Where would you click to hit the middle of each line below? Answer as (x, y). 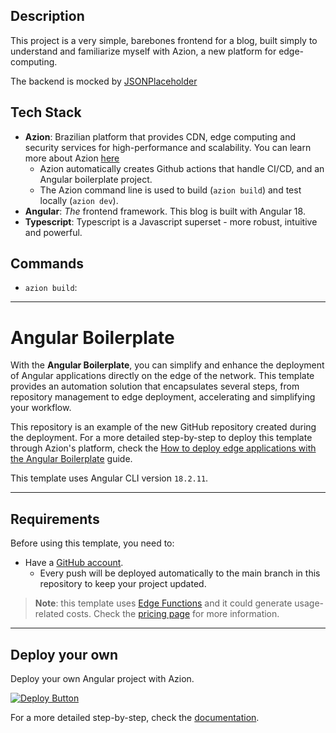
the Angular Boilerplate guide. (71, 459)
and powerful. (53, 232)
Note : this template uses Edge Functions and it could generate (163, 603)
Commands (47, 264)
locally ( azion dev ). (79, 200)
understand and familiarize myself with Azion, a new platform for (143, 51)
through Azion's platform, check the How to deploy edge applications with (163, 448)
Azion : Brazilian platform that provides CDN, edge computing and (160, 136)
